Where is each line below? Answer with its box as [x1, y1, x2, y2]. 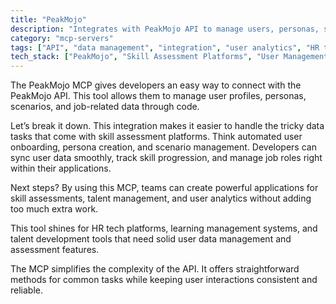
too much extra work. [10, 203, 99, 215]
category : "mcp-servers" [10, 33, 114, 43]
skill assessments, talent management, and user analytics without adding [10, 192, 312, 205]
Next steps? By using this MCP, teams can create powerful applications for [10, 182, 319, 194]
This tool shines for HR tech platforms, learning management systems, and [10, 222, 318, 235]
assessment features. [10, 244, 100, 256]
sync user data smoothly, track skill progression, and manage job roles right [10, 152, 323, 164]
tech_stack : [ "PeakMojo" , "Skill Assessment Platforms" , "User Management [10, 52, 329, 62]
